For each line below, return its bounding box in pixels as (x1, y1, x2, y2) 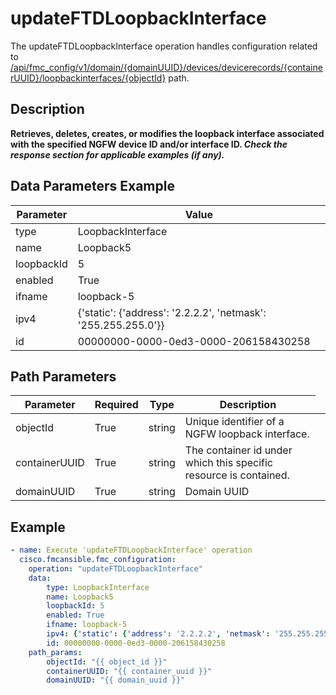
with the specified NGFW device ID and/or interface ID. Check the (10, 138, 288, 150)
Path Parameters (10, 368, 117, 385)
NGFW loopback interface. (184, 427, 310, 441)
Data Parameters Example (10, 178, 175, 195)
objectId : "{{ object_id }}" (46, 657, 168, 667)
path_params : (28, 647, 83, 657)
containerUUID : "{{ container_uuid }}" (46, 666, 213, 676)
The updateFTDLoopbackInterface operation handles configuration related (10, 40, 318, 52)
